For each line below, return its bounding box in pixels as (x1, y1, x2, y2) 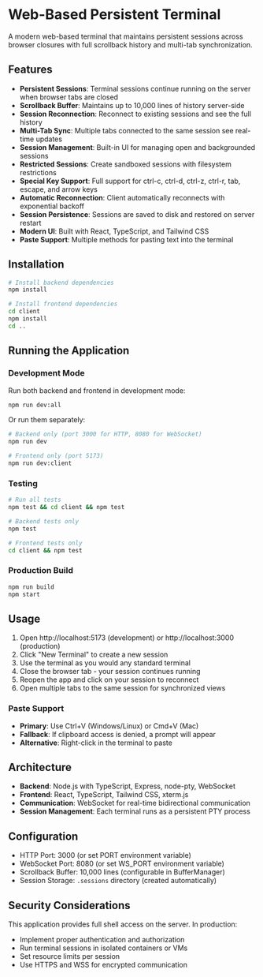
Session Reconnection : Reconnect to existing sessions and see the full (19, 109, 252, 118)
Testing (8, 477, 38, 488)
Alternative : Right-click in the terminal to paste (19, 738, 173, 747)
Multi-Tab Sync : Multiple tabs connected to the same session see (19, 125, 234, 135)
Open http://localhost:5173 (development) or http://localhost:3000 (19, 633, 235, 642)
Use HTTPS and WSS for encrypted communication (19, 960, 187, 970)
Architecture (8, 760, 72, 774)
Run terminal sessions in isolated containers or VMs (19, 943, 188, 953)
